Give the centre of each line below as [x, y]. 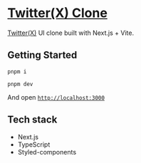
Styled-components [47, 152]
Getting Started [42, 55]
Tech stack [32, 120]
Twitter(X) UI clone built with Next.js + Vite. [70, 33]
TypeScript [34, 144]
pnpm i [17, 72]
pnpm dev [20, 84]
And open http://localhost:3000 [56, 97]
